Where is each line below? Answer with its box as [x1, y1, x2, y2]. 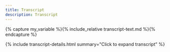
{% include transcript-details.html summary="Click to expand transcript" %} [5, 41, 165, 47]
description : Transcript [5, 12, 58, 17]
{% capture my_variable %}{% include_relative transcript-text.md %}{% [5, 26, 156, 32]
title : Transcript [5, 7, 44, 13]
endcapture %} [5, 31, 37, 37]
